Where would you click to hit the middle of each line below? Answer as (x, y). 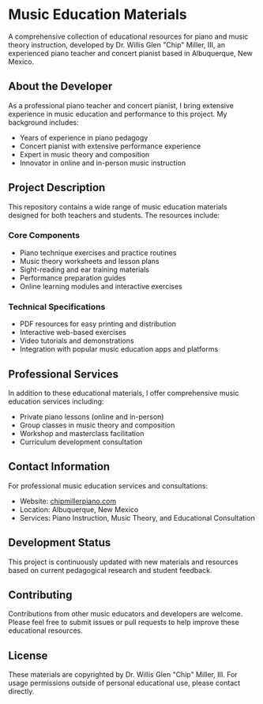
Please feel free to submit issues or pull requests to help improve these (124, 623)
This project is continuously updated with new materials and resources (123, 562)
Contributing (40, 595)
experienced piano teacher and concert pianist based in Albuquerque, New (130, 53)
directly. (21, 691)
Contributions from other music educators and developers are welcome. (126, 614)
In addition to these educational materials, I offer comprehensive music (124, 393)
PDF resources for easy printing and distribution (98, 324)
